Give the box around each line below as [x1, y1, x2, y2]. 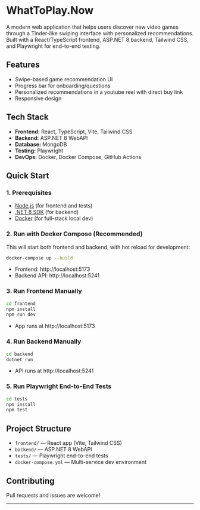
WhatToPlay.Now [6, 4, 94, 17]
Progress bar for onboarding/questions [14, 82, 111, 89]
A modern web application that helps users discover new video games [6, 23, 179, 30]
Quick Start [6, 170, 49, 181]
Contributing [6, 476, 55, 486]
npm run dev [6, 312, 36, 317]
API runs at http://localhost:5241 [14, 367, 94, 374]
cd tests [6, 396, 28, 402]
